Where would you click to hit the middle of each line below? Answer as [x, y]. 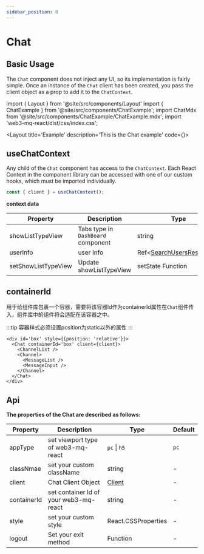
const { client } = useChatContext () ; [55, 192]
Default [184, 430]
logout [19, 538]
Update [88, 263]
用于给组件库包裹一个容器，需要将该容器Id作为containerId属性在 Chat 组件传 [100, 307]
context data [23, 204]
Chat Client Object [74, 482]
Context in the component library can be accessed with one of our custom [99, 175]
